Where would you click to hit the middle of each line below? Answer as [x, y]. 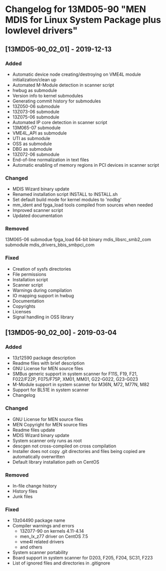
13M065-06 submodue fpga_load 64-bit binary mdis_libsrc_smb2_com [78, 240]
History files [25, 491]
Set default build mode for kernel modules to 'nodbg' [67, 200]
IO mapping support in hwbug [43, 295]
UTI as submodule [31, 138]
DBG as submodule [32, 149]
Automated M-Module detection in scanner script [63, 85]
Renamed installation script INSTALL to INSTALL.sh [65, 194]
